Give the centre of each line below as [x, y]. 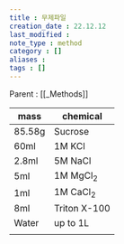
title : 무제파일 [38, 18]
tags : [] [28, 69]
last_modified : [40, 34]
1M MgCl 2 [76, 176]
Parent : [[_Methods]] [49, 94]
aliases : [28, 60]
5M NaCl [72, 161]
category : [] [36, 52]
